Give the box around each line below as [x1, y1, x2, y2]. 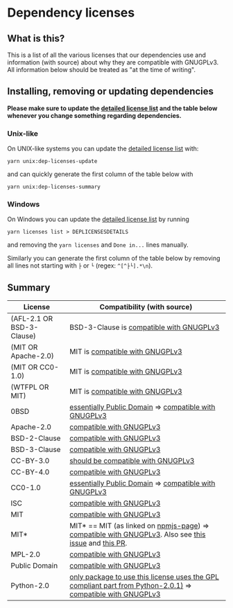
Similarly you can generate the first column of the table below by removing [7, 254, 221, 263]
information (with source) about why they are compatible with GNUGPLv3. [7, 58, 219, 67]
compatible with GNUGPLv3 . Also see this [69, 530, 206, 539]
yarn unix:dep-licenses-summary [7, 184, 101, 191]
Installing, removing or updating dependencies [7, 85, 214, 98]
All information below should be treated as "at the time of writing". [7, 66, 196, 73]
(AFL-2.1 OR [10, 314, 53, 324]
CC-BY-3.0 [10, 456, 50, 466]
